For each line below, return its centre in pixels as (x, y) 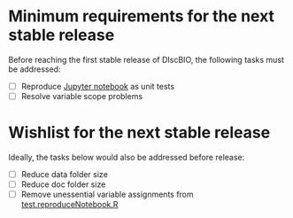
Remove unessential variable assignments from (107, 195)
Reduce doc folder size (63, 184)
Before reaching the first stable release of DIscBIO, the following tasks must (146, 59)
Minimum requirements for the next (142, 16)
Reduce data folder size (64, 174)
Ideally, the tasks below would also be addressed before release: (127, 157)
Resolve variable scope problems (82, 96)
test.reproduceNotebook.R (69, 205)
